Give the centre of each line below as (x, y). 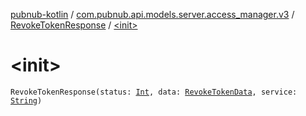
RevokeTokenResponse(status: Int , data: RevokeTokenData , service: (154, 92)
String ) (26, 100)
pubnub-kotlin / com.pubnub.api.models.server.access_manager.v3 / (152, 14)
